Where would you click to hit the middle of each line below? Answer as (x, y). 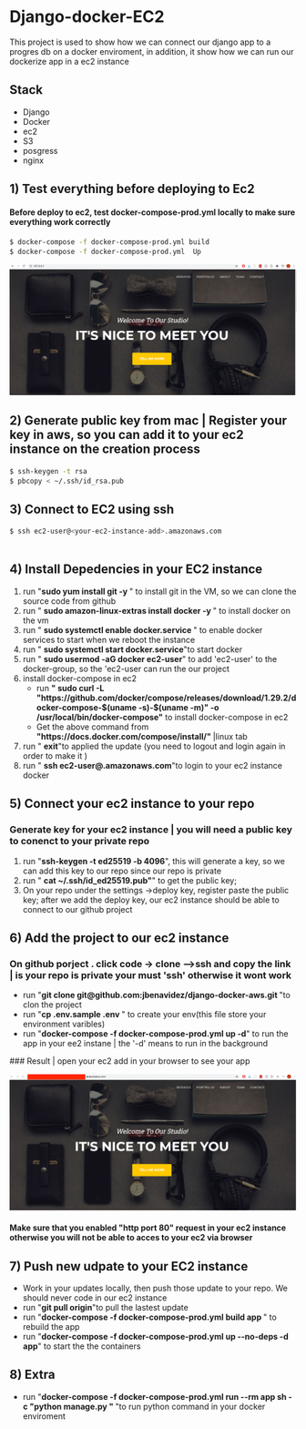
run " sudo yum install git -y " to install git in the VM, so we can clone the (159, 591)
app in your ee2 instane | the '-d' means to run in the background (145, 1044)
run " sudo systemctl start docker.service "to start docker (133, 649)
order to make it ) (55, 755)
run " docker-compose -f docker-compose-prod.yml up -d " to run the (155, 1034)
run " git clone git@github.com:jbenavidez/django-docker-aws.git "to (157, 995)
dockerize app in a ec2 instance (69, 61)
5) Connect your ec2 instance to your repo (132, 804)
